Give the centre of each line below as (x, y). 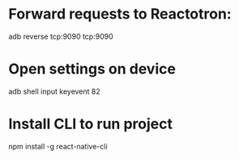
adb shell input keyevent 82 (55, 91)
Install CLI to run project (90, 124)
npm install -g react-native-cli (58, 146)
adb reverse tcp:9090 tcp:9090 (61, 36)
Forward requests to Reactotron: (120, 14)
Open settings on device (92, 69)
